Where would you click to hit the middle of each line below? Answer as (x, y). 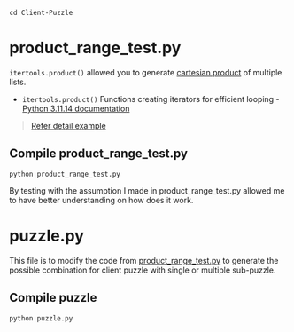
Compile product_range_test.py (99, 154)
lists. (18, 82)
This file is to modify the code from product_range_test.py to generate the (144, 260)
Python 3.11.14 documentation (76, 108)
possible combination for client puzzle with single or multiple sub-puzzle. (143, 270)
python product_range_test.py (65, 174)
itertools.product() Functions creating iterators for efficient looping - (151, 99)
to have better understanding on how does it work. (101, 200)
